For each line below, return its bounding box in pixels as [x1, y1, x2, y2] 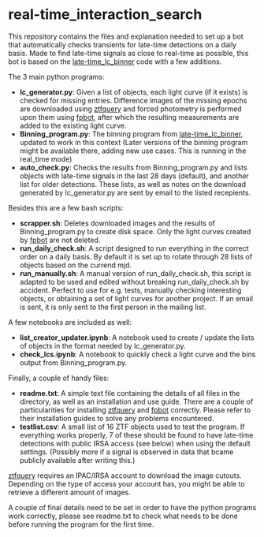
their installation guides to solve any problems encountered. [19, 413, 214, 423]
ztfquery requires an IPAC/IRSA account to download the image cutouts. [8, 471, 242, 480]
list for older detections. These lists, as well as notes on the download [19, 179, 247, 188]
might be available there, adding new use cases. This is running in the [19, 146, 247, 155]
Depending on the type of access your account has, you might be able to [8, 479, 246, 488]
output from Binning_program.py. [19, 357, 128, 367]
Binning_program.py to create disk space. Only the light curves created [19, 226, 251, 236]
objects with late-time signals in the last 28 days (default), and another [19, 171, 250, 181]
